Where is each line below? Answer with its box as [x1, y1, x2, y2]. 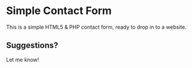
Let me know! [6, 56, 40, 63]
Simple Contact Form [6, 4, 112, 18]
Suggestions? [6, 40, 58, 50]
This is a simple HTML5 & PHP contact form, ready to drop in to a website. [6, 23, 187, 30]
